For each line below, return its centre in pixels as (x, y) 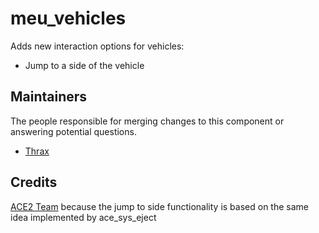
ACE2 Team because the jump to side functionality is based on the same (159, 206)
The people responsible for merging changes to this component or (147, 121)
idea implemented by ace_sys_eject (83, 217)
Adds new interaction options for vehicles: (97, 46)
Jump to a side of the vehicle (84, 65)
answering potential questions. (73, 131)
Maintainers (49, 97)
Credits (34, 182)
